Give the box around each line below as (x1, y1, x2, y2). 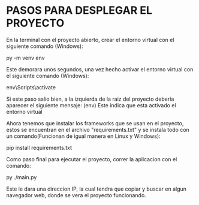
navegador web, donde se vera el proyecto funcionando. (6, 191, 147, 198)
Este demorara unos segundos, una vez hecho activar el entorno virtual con (6, 65, 194, 73)
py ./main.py (6, 173, 37, 180)
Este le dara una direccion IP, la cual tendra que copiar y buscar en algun (6, 185, 187, 192)
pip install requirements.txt (6, 144, 73, 151)
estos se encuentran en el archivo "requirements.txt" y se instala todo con (6, 126, 190, 133)
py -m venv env (6, 54, 45, 61)
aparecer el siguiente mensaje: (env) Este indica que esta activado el (6, 101, 176, 108)
